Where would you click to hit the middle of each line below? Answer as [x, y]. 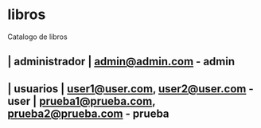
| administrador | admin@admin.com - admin [121, 62]
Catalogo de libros [38, 37]
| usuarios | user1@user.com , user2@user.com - [130, 89]
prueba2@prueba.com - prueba [88, 113]
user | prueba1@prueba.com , [82, 101]
